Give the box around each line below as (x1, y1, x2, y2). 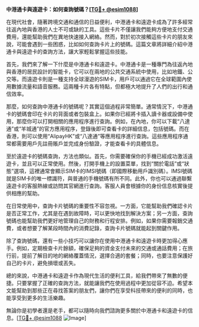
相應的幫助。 (11, 190, 43, 196)
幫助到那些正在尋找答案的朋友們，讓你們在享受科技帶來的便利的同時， (16, 287, 188, 294)
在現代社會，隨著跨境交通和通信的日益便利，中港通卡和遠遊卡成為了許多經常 (6, 18, 193, 26)
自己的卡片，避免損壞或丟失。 (6, 259, 79, 266)
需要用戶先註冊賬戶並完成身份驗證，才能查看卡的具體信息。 (16, 140, 162, 147)
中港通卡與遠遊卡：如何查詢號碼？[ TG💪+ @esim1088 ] (6, 6, 139, 12)
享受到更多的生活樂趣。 (11, 294, 69, 301)
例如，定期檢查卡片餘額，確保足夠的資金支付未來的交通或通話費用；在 (16, 245, 188, 252)
